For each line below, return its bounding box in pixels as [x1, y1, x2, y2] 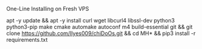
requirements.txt [6, 36, 48, 43]
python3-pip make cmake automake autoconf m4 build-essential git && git [6, 24, 193, 30]
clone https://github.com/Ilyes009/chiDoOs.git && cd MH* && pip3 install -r [6, 30, 196, 37]
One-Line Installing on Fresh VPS [6, 5, 89, 12]
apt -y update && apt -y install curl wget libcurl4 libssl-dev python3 [6, 17, 175, 24]
